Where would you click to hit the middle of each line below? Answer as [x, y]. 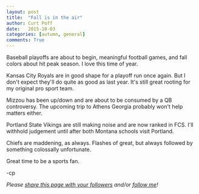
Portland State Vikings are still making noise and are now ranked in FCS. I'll [100, 125]
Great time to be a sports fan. [43, 161]
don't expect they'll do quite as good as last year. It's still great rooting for [98, 82]
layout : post [23, 12]
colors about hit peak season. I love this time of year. [72, 64]
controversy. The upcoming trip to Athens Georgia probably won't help [95, 106]
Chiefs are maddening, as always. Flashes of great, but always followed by [99, 143]
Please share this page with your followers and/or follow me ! [83, 185]
